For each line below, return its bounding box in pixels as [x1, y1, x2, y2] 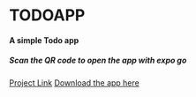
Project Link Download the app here [9, 77, 139, 88]
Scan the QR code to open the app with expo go [9, 55, 187, 66]
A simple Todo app [9, 34, 79, 45]
